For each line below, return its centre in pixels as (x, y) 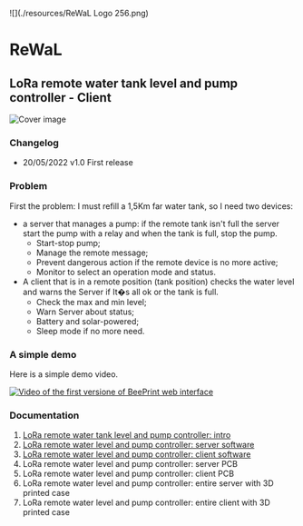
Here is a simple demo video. (64, 374)
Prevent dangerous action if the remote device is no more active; (157, 262)
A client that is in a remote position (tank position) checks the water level (158, 282)
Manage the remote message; (92, 253)
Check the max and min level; (91, 302)
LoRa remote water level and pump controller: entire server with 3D (148, 483)
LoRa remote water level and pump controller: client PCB (128, 474)
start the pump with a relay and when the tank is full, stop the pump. (150, 233)
